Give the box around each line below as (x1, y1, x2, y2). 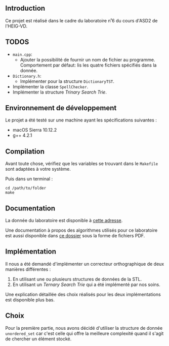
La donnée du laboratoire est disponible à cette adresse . (5, 217, 123, 224)
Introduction (5, 4, 46, 13)
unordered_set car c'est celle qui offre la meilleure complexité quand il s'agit (5, 330, 164, 336)
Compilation (5, 147, 45, 155)
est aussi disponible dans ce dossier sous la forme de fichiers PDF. (5, 233, 145, 239)
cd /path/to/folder (5, 185, 47, 191)
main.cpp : (12, 51, 33, 57)
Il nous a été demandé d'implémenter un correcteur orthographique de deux (5, 261, 164, 267)
